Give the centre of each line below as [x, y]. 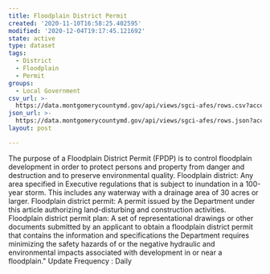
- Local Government [48, 91]
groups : [21, 83]
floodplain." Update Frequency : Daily [70, 261]
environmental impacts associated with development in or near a [115, 252]
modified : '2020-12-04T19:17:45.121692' [77, 31]
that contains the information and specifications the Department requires [129, 235]
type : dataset [32, 46]
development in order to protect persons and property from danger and [127, 167]
